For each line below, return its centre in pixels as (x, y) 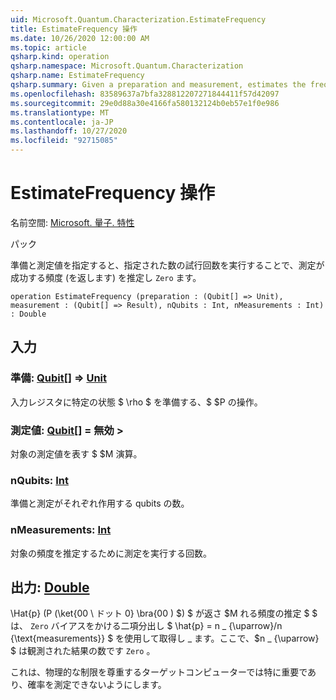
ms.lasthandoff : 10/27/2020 (69, 131)
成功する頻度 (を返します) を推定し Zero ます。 (106, 277)
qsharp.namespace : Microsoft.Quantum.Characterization (127, 66)
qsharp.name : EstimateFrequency (77, 76)
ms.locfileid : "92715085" (64, 141)
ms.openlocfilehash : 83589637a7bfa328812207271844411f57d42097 (145, 94)
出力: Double (50, 587)
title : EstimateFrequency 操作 (74, 29)
